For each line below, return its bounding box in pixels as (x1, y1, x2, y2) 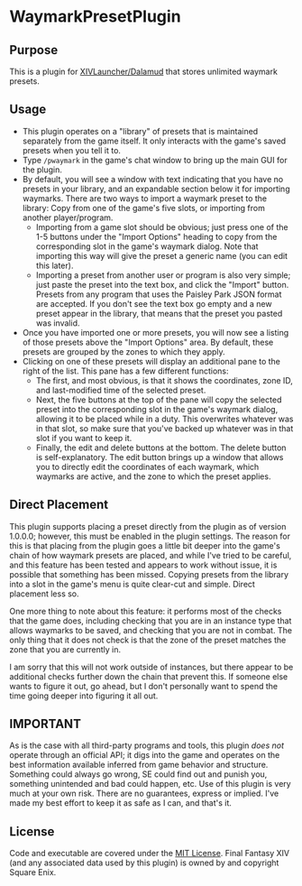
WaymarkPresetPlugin (9, 6, 182, 27)
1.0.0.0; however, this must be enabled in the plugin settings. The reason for (9, 531, 291, 541)
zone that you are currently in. (9, 643, 122, 655)
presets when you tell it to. (22, 144, 122, 155)
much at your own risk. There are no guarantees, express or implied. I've (9, 788, 279, 799)
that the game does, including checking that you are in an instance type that (9, 615, 292, 626)
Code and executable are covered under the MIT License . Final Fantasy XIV (9, 848, 290, 859)
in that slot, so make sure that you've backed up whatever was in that (35, 422, 294, 434)
